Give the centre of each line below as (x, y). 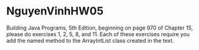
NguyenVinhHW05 (55, 11)
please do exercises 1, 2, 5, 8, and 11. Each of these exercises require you (98, 34)
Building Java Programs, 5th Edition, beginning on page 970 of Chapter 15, (100, 28)
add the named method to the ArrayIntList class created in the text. (90, 40)
